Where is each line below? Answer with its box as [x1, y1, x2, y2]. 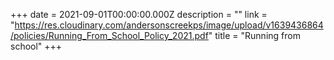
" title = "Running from [208, 30, 301, 41]
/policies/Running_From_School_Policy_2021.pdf [10, 30, 209, 41]
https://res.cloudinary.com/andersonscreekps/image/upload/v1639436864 [14, 19, 324, 31]
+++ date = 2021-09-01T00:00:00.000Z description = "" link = [10, 9, 268, 20]
